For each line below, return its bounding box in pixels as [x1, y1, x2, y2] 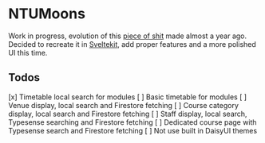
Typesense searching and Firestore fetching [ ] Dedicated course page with [8, 117, 257, 127]
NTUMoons [8, 5, 86, 23]
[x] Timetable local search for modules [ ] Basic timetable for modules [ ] [8, 92, 247, 102]
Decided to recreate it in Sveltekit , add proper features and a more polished [8, 39, 257, 48]
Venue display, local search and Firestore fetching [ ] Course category [8, 100, 239, 110]
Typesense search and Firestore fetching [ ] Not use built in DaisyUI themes [8, 126, 258, 135]
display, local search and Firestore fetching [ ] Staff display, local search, [8, 109, 247, 118]
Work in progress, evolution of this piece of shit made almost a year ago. [8, 31, 247, 41]
